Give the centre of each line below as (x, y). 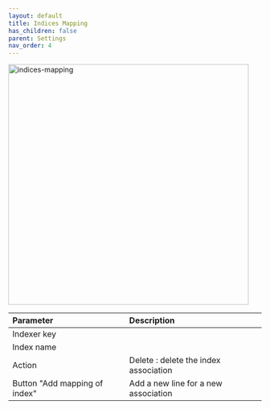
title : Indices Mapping (48, 23)
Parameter (33, 320)
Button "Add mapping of (58, 383)
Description (152, 320)
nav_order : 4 (30, 46)
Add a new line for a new (176, 383)
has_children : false (43, 31)
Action (25, 366)
